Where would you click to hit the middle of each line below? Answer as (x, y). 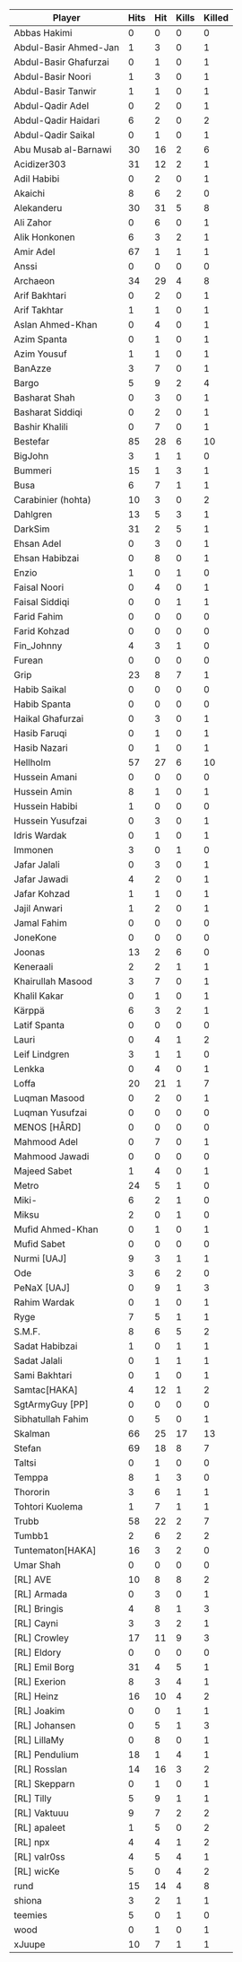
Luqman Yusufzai (51, 1113)
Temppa (31, 1478)
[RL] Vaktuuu (41, 1813)
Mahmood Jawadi (52, 1156)
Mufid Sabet (39, 1244)
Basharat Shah (45, 397)
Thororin (32, 1492)
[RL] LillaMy (39, 1740)
